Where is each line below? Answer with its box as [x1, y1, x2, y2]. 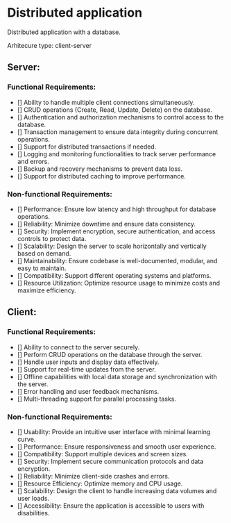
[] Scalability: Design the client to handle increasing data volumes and [17, 486, 217, 495]
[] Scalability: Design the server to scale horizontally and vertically [17, 242, 207, 250]
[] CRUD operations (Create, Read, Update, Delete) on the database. [17, 106, 213, 114]
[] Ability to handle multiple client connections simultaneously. [17, 98, 195, 106]
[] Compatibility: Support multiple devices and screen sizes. [17, 449, 189, 458]
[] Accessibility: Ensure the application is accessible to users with [17, 501, 205, 510]
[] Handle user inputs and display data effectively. [17, 358, 160, 366]
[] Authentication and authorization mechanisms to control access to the [17, 113, 224, 121]
